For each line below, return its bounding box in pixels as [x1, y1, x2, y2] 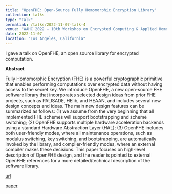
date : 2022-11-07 [5, 31, 42, 36]
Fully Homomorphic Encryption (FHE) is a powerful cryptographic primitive [5, 75, 163, 82]
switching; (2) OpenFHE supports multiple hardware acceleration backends [5, 119, 164, 125]
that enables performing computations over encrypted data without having [5, 81, 163, 87]
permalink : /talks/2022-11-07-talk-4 [5, 22, 86, 27]
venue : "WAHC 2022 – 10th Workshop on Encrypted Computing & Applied [5, 27, 157, 32]
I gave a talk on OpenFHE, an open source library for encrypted [5, 50, 139, 56]
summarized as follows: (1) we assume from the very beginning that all [5, 108, 154, 114]
